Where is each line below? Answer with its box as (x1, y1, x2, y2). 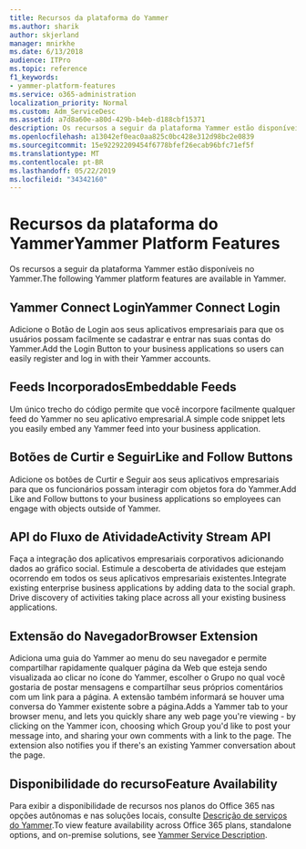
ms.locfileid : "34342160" (9, 174, 107, 183)
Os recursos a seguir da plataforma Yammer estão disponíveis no (9, 264, 255, 275)
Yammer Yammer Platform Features (9, 234, 280, 254)
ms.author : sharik (9, 22, 79, 31)
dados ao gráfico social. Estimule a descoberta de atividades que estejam (9, 563, 287, 574)
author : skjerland (9, 30, 79, 39)
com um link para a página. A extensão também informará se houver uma (9, 691, 285, 703)
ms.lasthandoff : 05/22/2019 (9, 166, 117, 175)
